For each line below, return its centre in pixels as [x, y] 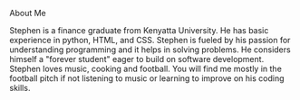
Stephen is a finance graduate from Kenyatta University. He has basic [139, 30]
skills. [20, 88]
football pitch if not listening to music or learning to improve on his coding [147, 78]
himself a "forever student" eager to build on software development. [137, 59]
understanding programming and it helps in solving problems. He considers [150, 50]
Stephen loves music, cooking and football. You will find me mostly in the [146, 68]
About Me [28, 13]
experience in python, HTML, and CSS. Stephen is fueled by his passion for [150, 40]
